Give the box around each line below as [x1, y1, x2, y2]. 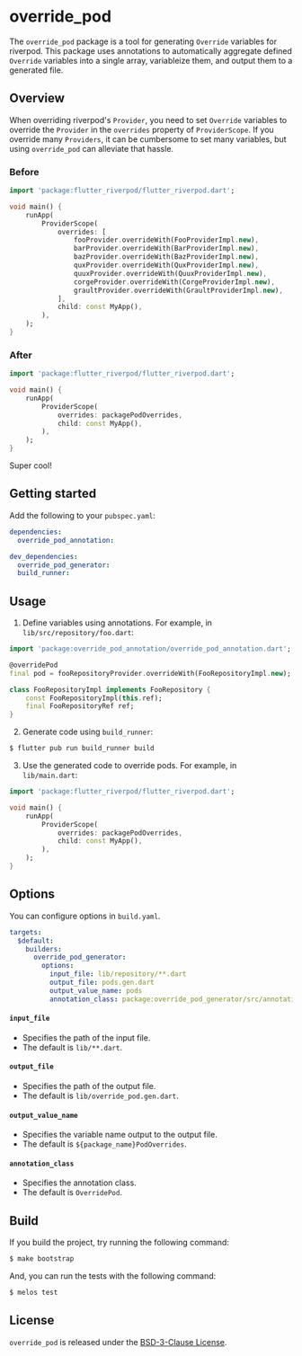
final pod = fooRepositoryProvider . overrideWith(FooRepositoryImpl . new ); [9, 669, 292, 678]
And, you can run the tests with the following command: [9, 1271, 217, 1281]
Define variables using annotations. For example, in [22, 617, 213, 628]
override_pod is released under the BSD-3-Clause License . [9, 1336, 227, 1347]
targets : [9, 927, 42, 936]
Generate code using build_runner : [22, 726, 154, 738]
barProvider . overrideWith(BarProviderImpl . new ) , [73, 244, 259, 253]
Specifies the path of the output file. [22, 1081, 156, 1092]
